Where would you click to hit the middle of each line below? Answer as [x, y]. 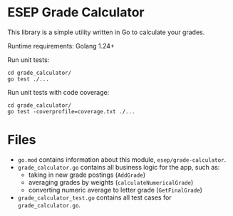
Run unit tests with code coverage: [58, 92]
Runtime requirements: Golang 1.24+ [61, 46]
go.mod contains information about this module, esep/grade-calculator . [122, 159]
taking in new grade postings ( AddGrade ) [87, 175]
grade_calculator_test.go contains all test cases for [95, 197]
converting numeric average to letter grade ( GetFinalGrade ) [115, 190]
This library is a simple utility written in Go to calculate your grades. [106, 32]
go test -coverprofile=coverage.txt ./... [71, 111]
